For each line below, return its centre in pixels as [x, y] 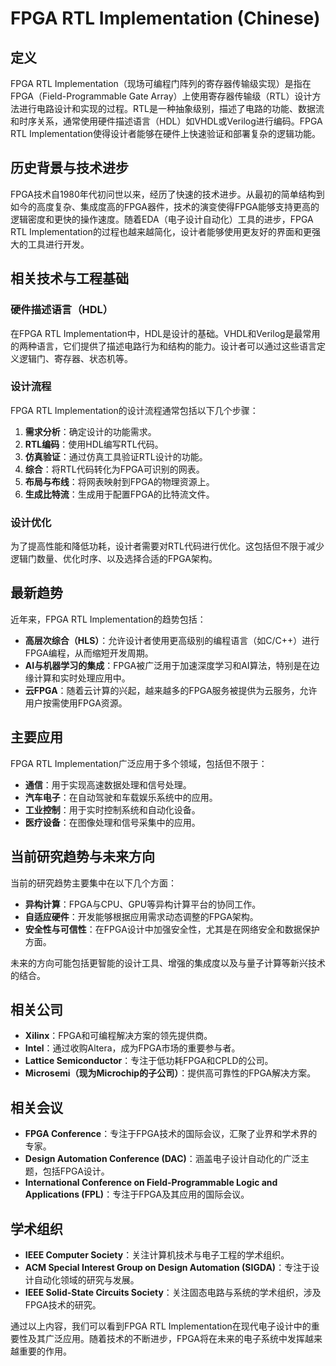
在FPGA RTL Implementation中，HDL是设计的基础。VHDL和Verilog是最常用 [165, 333]
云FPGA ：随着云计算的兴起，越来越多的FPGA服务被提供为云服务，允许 [171, 690]
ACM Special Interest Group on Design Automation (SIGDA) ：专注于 [168, 1267]
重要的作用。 [45, 1351]
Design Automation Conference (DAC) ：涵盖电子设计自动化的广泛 [162, 1159]
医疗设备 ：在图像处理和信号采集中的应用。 [112, 822]
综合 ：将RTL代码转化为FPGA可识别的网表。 [114, 469]
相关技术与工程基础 [69, 278]
